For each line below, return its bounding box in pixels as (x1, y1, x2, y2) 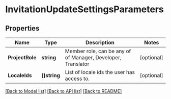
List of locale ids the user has (65, 69, 135, 76)
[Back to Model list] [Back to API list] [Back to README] (5, 88, 122, 94)
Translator (65, 60, 90, 67)
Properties (5, 24, 40, 33)
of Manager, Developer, (65, 54, 122, 61)
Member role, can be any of (65, 47, 131, 55)
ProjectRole (8, 54, 37, 61)
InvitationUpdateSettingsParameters (5, 4, 164, 15)
